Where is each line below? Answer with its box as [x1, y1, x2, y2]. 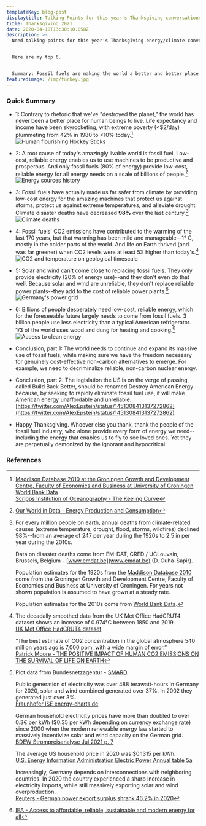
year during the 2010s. [15, 538, 72, 546]
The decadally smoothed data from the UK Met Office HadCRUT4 [15, 612, 181, 619]
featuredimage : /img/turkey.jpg [6, 76, 89, 82]
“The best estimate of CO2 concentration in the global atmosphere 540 [15, 637, 196, 645]
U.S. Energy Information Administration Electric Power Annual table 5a [15, 757, 193, 764]
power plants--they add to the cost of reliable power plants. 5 [15, 286, 169, 295]
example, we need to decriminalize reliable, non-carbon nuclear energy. [15, 364, 197, 372]
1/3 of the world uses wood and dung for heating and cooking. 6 [15, 325, 176, 334]
